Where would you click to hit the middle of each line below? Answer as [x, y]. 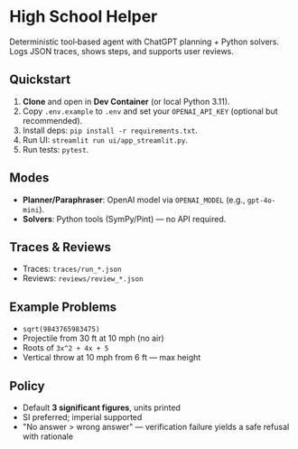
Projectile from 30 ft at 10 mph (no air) [93, 338]
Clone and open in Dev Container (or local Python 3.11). [126, 101]
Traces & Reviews [60, 247]
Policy [27, 386]
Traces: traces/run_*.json [72, 269]
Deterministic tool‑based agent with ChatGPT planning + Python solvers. [144, 42]
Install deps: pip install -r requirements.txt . [110, 130]
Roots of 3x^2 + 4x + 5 [65, 348]
